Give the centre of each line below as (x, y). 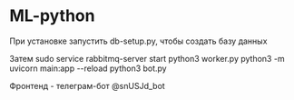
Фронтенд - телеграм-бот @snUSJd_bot (87, 85)
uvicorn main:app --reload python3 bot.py (88, 68)
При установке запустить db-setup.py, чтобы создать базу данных (138, 41)
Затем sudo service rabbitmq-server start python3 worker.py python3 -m (147, 58)
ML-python (52, 16)
